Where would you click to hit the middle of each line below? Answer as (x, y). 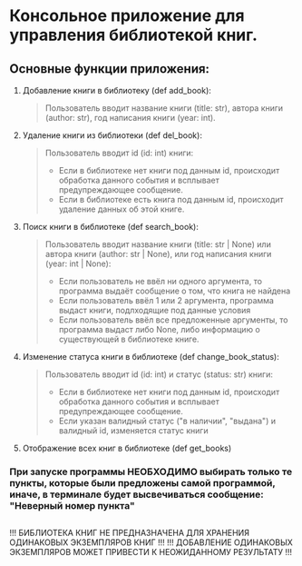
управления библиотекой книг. (134, 35)
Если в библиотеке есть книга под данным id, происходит (171, 199)
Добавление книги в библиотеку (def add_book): (117, 90)
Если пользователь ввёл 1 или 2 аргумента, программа (166, 300)
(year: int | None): (78, 263)
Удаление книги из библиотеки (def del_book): (112, 135)
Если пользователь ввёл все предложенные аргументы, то (173, 320)
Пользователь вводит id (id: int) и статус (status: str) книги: (159, 374)
